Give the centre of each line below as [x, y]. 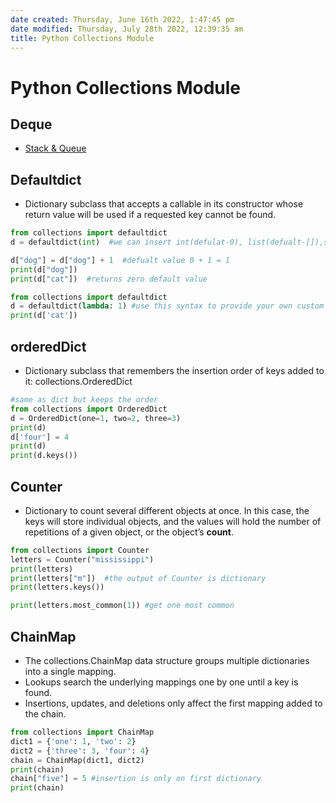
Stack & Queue [55, 148]
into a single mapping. [70, 671]
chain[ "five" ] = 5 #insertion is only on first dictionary [136, 779]
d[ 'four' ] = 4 [40, 437]
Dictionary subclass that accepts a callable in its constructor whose [164, 204]
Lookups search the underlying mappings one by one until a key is [161, 682]
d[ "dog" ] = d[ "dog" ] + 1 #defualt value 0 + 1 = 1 [120, 260]
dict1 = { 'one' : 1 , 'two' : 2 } [73, 741]
